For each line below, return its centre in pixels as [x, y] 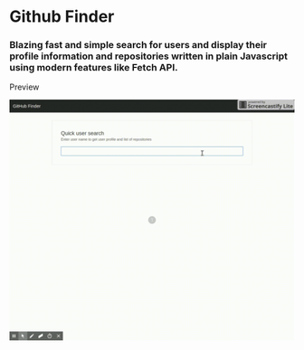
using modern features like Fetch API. [94, 68]
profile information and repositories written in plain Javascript [148, 56]
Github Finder [62, 17]
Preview [24, 87]
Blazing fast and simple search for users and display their [138, 45]
